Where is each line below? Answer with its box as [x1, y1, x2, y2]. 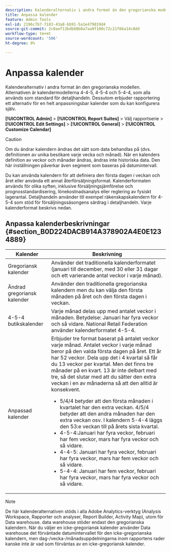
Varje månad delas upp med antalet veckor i [51, 307, 156, 314]
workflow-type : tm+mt [5, 31, 51, 36]
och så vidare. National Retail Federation [51, 320, 148, 327]
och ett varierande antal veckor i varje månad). [51, 272, 163, 279]
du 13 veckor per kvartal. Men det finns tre [51, 360, 154, 367]
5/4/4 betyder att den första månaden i [60, 397, 154, 404]
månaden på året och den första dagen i [51, 293, 147, 300]
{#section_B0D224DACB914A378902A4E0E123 [5, 227, 162, 236]
